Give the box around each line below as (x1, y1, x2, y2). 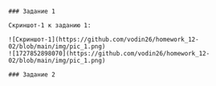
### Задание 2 (8, 71, 56, 79)
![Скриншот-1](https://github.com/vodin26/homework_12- (8, 35, 199, 43)
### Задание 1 (8, 7, 56, 15)
